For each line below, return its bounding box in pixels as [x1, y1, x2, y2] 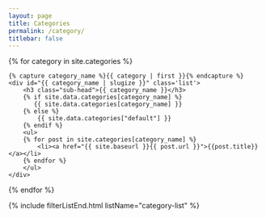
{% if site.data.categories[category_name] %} [23, 94, 183, 102]
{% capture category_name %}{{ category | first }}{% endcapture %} [8, 72, 244, 81]
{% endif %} [23, 122, 63, 130]
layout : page [8, 11, 53, 20]
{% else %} [23, 107, 60, 115]
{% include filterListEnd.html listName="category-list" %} [8, 201, 200, 211]
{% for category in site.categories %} [8, 57, 133, 66]
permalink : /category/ [8, 27, 85, 35]
